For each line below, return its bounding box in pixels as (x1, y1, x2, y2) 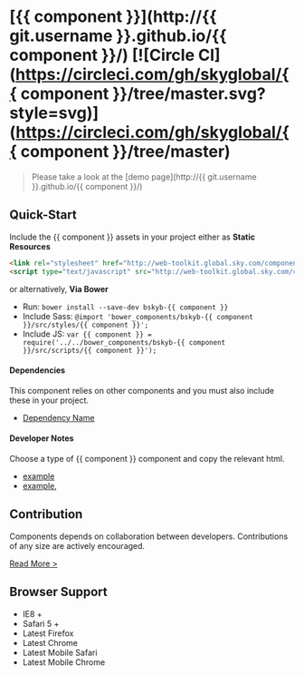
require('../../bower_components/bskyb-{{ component (22, 337, 226, 347)
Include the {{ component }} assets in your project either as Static (9, 231, 256, 242)
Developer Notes (9, 433, 74, 444)
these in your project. (9, 395, 89, 406)
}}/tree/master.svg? (112, 83, 267, 104)
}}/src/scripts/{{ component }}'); (22, 346, 157, 355)
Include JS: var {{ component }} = (22, 328, 152, 339)
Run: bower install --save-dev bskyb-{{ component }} (22, 301, 229, 312)
